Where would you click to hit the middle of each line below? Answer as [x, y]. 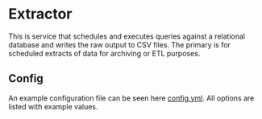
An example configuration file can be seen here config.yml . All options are [131, 98]
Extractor [40, 14]
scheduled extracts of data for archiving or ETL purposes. [104, 53]
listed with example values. [53, 106]
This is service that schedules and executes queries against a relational [127, 36]
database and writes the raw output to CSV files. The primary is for [120, 44]
